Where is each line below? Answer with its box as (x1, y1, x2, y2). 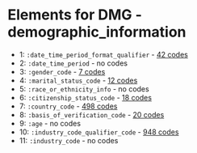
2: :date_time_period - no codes (19, 58, 128, 68)
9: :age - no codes (19, 118, 82, 128)
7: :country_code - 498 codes (19, 101, 118, 111)
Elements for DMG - (7, 6, 143, 24)
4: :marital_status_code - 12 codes (19, 75, 138, 85)
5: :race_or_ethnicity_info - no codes (19, 83, 150, 94)
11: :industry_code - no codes (19, 135, 119, 145)
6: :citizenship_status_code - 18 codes (19, 92, 153, 102)
